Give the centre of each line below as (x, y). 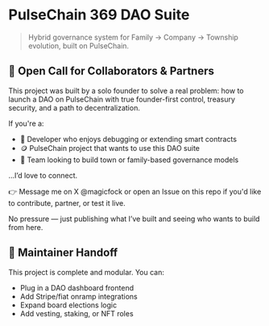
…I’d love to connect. (43, 175)
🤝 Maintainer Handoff (63, 253)
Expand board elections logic (68, 305)
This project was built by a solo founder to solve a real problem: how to (126, 90)
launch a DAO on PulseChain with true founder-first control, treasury (122, 99)
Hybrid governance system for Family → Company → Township (133, 37)
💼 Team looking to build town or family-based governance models (129, 160)
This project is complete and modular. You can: (87, 272)
